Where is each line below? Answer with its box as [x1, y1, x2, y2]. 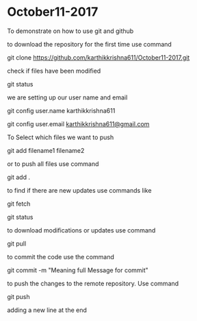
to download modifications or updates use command [7, 226, 156, 234]
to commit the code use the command [7, 252, 114, 261]
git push [7, 292, 31, 300]
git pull [7, 239, 27, 248]
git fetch [7, 200, 31, 208]
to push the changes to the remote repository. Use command [7, 279, 179, 287]
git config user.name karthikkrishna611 [7, 106, 116, 115]
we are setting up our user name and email [7, 93, 128, 102]
